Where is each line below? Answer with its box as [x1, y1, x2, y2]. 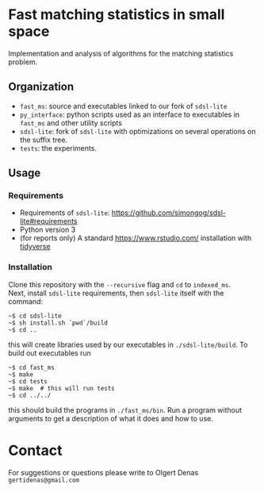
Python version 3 [19, 225, 76, 235]
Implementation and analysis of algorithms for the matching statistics [8, 48, 234, 58]
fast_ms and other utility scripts [19, 117, 123, 128]
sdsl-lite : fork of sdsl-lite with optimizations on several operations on [19, 126, 256, 136]
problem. [8, 57, 38, 67]
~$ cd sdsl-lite [8, 312, 62, 320]
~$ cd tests [8, 377, 48, 386]
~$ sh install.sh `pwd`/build [8, 319, 109, 327]
